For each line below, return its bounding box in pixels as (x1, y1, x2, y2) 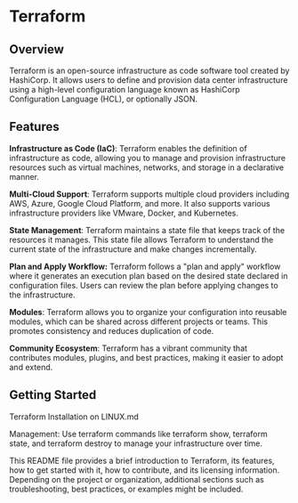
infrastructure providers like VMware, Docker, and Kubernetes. (9, 207, 238, 218)
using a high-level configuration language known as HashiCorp (9, 85, 240, 94)
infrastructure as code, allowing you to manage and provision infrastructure (9, 152, 286, 163)
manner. (9, 171, 40, 182)
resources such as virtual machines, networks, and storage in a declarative (9, 162, 285, 173)
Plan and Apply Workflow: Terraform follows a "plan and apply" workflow (9, 261, 281, 272)
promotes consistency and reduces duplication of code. (9, 325, 214, 336)
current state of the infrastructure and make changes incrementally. (9, 243, 258, 255)
